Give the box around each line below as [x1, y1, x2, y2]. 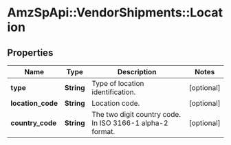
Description [117, 67, 157, 76]
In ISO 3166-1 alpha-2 [91, 118, 168, 128]
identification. [91, 87, 136, 97]
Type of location [91, 79, 144, 88]
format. [91, 127, 115, 136]
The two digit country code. [91, 110, 181, 119]
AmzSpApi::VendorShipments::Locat [7, 5, 223, 21]
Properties [7, 47, 54, 58]
